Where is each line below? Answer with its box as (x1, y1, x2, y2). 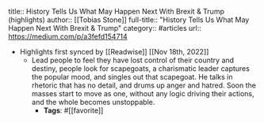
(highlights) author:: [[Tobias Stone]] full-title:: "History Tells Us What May (8, 15, 250, 24)
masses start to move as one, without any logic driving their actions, (31, 89, 255, 98)
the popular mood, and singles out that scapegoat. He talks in (31, 73, 233, 81)
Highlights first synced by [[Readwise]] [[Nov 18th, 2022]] (19, 47, 209, 56)
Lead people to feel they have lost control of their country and (31, 55, 235, 65)
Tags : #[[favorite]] (43, 106, 104, 115)
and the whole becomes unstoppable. (31, 98, 155, 106)
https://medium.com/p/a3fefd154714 (8, 32, 128, 41)
